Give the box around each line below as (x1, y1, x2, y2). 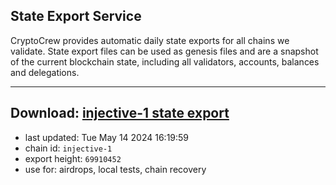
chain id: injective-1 (24, 142, 113, 154)
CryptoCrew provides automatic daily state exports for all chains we (10, 34, 290, 46)
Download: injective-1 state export (10, 105, 230, 122)
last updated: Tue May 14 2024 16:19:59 (24, 131, 190, 143)
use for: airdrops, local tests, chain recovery (24, 163, 207, 175)
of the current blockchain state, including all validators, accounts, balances (10, 55, 320, 68)
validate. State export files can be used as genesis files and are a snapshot (10, 45, 319, 57)
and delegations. (10, 66, 80, 78)
